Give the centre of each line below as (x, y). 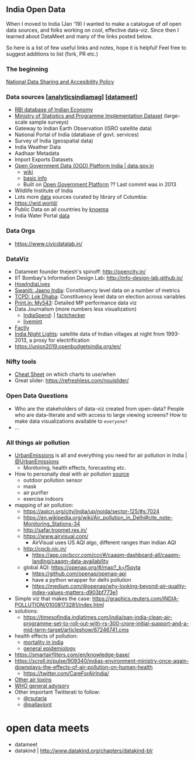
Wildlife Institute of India (43, 191)
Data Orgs (21, 231)
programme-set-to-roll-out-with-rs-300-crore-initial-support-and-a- (106, 623)
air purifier (36, 493)
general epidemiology (49, 648)
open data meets (48, 728)
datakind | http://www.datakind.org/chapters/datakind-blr (84, 751)
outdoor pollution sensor (53, 480)
